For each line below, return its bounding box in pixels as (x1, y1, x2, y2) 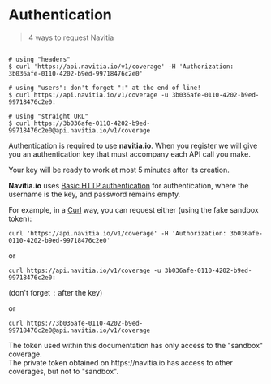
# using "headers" (8, 55, 71, 63)
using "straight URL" (15, 112, 89, 120)
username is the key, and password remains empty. (8, 189, 181, 199)
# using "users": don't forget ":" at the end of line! (8, 84, 201, 92)
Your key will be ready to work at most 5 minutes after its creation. (8, 165, 230, 175)
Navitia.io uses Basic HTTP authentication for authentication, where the (8, 180, 249, 190)
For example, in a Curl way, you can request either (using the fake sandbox (8, 205, 260, 214)
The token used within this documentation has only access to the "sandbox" (8, 340, 264, 350)
